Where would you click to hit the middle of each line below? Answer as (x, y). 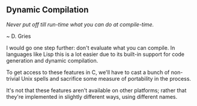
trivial (13, 78)
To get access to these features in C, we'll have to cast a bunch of (88, 72)
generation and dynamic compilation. (52, 60)
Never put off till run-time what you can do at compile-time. (80, 24)
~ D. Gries (19, 36)
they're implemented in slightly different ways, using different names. (92, 96)
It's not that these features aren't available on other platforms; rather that (96, 90)
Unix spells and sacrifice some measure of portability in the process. (106, 78)
